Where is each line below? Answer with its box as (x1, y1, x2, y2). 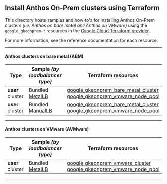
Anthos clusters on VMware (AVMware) (5, 126, 89, 132)
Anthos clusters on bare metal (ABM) (5, 53, 83, 59)
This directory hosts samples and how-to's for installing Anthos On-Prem (5, 17, 155, 23)
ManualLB (28, 107, 52, 114)
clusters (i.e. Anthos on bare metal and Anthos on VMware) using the (5, 22, 148, 28)
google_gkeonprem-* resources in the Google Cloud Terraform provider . (5, 27, 150, 34)
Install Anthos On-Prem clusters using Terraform (5, 4, 160, 12)
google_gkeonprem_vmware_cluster (67, 160, 151, 167)
